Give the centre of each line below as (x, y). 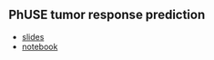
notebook (40, 46)
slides (33, 36)
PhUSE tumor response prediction (107, 15)
